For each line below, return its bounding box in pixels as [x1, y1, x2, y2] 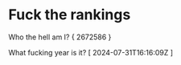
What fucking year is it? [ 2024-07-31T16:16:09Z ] [8, 47, 174, 57]
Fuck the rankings [8, 6, 131, 24]
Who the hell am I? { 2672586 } [8, 32, 112, 42]
